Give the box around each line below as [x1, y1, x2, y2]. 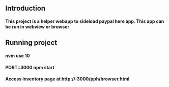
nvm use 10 [5, 52, 30, 59]
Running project [5, 38, 58, 47]
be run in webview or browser [5, 23, 70, 30]
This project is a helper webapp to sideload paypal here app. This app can [5, 18, 164, 24]
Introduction [5, 4, 46, 13]
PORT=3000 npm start [5, 64, 54, 70]
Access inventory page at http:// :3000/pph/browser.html [5, 76, 130, 82]
